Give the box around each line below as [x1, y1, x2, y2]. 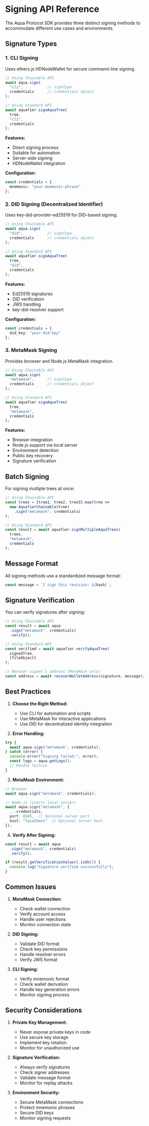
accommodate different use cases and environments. [5, 25, 114, 31]
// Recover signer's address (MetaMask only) [5, 669, 100, 674]
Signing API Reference [5, 3, 99, 15]
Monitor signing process [19, 991, 70, 997]
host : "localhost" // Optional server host [9, 818, 103, 823]
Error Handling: [12, 730, 45, 736]
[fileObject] [9, 655, 37, 660]
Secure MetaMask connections [19, 1099, 84, 1105]
